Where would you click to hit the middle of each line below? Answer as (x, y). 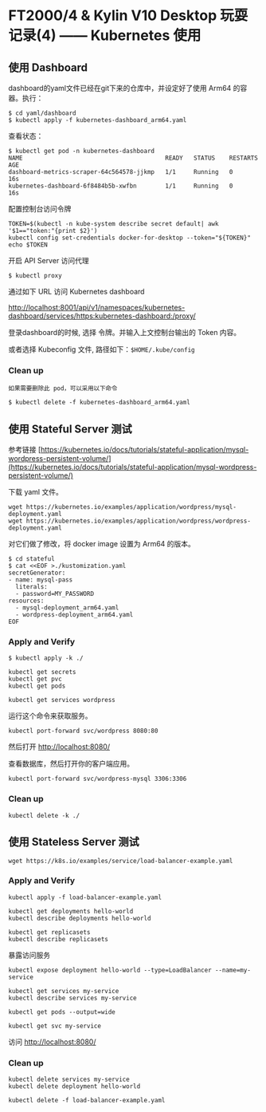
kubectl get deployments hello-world (71, 911)
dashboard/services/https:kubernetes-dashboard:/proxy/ (102, 316)
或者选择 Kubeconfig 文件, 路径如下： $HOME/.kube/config (102, 349)
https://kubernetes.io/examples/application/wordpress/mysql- (131, 507)
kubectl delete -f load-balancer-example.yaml (87, 1101)
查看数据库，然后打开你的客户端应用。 (71, 764)
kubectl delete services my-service (69, 1080)
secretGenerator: (37, 573)
